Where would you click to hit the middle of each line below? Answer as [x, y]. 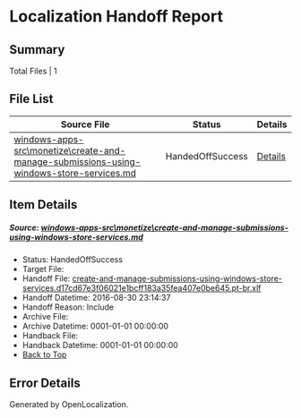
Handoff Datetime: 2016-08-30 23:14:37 [96, 298]
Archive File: [45, 317]
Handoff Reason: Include [68, 307]
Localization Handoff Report [116, 17]
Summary [37, 50]
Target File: [43, 269]
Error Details [45, 383]
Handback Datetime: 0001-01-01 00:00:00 [100, 345]
